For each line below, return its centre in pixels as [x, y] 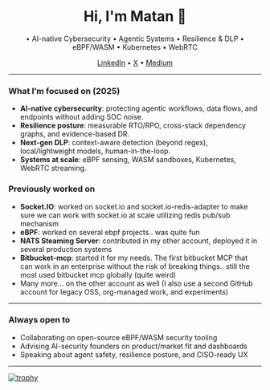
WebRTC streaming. [53, 169]
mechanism [39, 223]
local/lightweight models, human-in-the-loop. [95, 151]
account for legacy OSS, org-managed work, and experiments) [124, 291]
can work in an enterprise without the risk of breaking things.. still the [135, 266]
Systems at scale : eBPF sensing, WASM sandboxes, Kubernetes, [128, 160]
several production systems [66, 249]
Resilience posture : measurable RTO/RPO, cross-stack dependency [133, 126]
